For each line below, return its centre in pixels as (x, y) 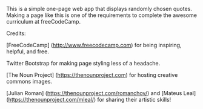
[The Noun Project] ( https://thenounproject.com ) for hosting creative (92, 75)
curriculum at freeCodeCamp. (43, 21)
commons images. (29, 81)
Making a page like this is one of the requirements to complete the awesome (101, 15)
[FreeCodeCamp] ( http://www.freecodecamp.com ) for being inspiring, (94, 45)
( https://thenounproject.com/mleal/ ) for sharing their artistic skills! (89, 100)
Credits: (16, 33)
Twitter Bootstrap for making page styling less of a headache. (83, 63)
